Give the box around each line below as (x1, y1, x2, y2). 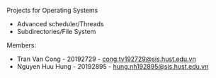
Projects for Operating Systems (6, 6, 98, 14)
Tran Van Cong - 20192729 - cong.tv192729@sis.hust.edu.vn (16, 55, 196, 63)
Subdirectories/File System (16, 28, 96, 35)
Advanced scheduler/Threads (16, 20, 104, 28)
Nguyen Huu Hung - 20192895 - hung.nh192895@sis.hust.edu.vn (16, 62, 209, 70)
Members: (6, 41, 37, 49)
